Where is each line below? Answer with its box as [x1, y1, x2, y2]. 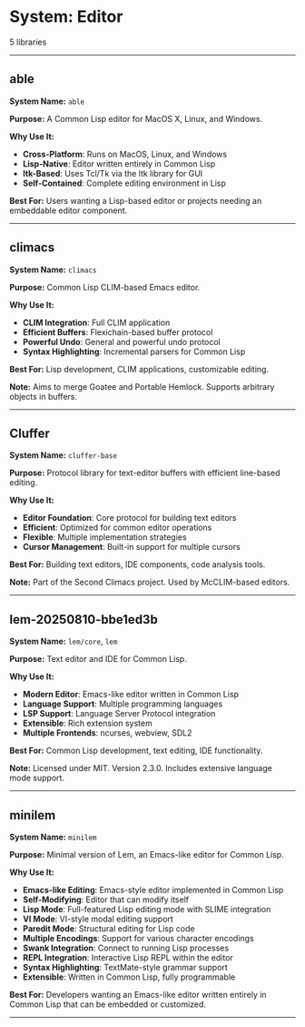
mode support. [9, 772, 65, 784]
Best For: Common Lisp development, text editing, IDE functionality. [9, 745, 263, 757]
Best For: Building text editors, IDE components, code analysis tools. [9, 559, 266, 570]
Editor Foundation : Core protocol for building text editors [22, 513, 237, 524]
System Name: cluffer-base [9, 450, 118, 461]
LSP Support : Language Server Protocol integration [22, 708, 216, 719]
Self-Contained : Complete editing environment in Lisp [22, 178, 227, 188]
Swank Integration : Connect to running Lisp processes [22, 942, 230, 953]
